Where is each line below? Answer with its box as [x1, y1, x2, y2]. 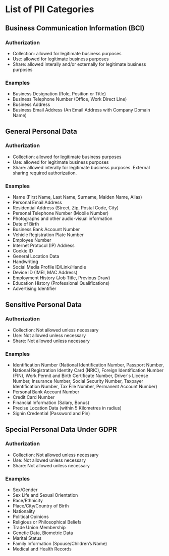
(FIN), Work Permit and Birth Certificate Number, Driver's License [12, 373, 149, 379]
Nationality [12, 508, 35, 514]
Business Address [12, 101, 50, 107]
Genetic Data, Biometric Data [12, 530, 73, 536]
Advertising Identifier [12, 285, 57, 292]
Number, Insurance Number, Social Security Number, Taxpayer [12, 378, 144, 384]
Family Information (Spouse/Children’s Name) [12, 541, 107, 547]
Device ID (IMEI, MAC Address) [12, 270, 78, 276]
